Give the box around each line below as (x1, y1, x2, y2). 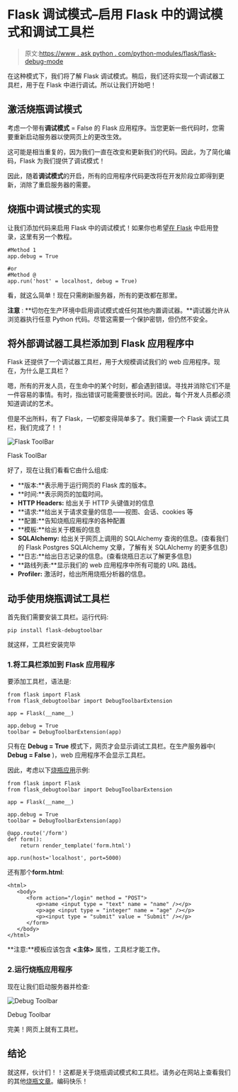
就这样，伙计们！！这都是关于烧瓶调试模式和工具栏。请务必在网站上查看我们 (7, 1068, 231, 1076)
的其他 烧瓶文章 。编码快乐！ (7, 1076, 89, 1085)
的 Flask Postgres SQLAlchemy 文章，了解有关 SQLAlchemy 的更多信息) (17, 543, 228, 552)
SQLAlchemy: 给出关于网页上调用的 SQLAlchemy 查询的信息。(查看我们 (17, 534, 229, 543)
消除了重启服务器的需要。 (19, 180, 94, 189)
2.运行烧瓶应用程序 (7, 965, 73, 975)
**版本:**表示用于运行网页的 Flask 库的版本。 (17, 481, 151, 490)
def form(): (7, 836, 42, 843)
